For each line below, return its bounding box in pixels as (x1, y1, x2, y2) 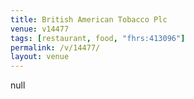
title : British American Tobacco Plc (10, 14, 168, 25)
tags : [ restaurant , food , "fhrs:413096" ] (10, 33, 186, 43)
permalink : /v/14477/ (10, 42, 101, 53)
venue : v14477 (10, 24, 70, 34)
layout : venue (10, 52, 70, 62)
